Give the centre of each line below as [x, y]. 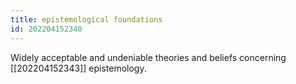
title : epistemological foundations [86, 19]
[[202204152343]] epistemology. [78, 68]
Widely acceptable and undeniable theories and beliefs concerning [148, 57]
